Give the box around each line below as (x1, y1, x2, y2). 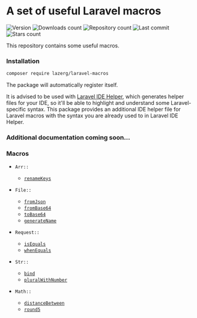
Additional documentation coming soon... (6, 134, 130, 142)
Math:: (14, 289, 32, 295)
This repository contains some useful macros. (6, 42, 120, 49)
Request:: (14, 229, 40, 236)
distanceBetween (23, 301, 65, 307)
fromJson (23, 199, 46, 205)
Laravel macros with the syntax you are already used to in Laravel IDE (6, 112, 178, 119)
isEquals (23, 241, 46, 247)
